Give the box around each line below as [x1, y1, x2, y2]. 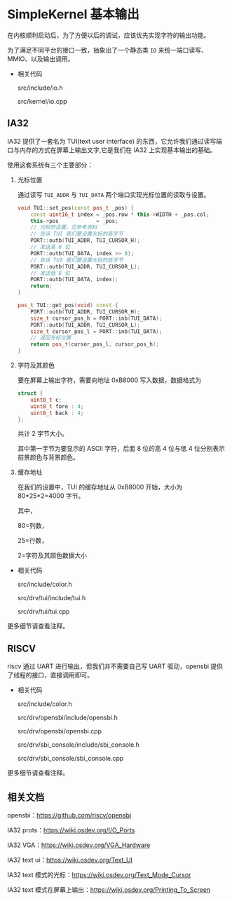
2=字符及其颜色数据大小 [17, 551, 88, 560]
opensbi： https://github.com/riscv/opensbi [7, 811, 132, 819]
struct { [17, 390, 43, 397]
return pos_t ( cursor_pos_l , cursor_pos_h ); [30, 341, 160, 348]
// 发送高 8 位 [30, 243, 70, 250]
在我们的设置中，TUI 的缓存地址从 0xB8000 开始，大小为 [17, 483, 183, 492]
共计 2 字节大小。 [17, 429, 69, 438]
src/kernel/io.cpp [17, 97, 68, 105]
